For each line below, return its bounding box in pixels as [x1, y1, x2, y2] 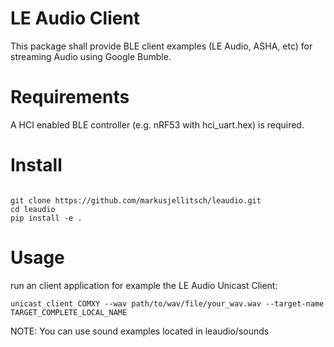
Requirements [10, 86, 130, 109]
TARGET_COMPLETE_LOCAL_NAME [10, 307, 128, 317]
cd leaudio [10, 204, 56, 214]
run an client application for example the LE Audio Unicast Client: [10, 279, 278, 291]
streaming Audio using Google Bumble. [10, 50, 172, 62]
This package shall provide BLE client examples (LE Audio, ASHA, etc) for [10, 40, 313, 52]
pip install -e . [10, 213, 83, 223]
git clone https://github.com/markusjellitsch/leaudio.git [10, 195, 262, 206]
